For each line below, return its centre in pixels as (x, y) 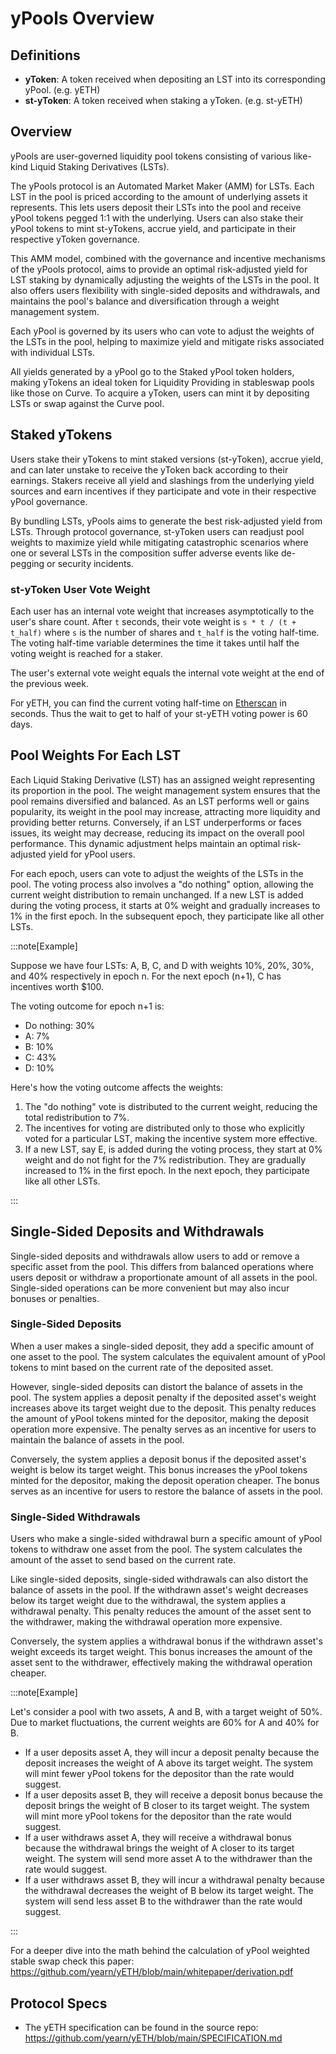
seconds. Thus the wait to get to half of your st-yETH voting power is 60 (159, 713)
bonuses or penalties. (55, 1298)
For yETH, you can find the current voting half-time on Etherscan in (148, 703)
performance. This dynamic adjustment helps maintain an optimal (145, 843)
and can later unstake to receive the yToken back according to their (149, 469)
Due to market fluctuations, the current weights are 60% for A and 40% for (165, 1723)
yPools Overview (82, 18)
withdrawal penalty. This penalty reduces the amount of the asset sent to (161, 1611)
